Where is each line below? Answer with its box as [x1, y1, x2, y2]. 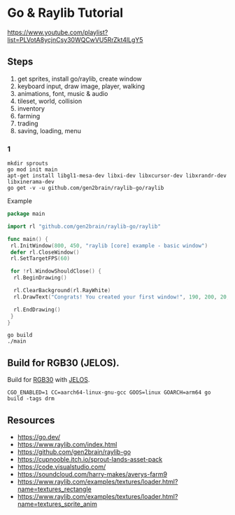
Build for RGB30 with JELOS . [7, 376, 90, 384]
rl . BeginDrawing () [13, 275, 68, 282]
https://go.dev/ [17, 433, 61, 441]
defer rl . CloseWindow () [10, 249, 80, 256]
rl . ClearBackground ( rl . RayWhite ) [13, 287, 111, 294]
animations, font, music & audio [17, 89, 108, 97]
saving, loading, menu [17, 126, 82, 135]
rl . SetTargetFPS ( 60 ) [10, 255, 71, 262]
